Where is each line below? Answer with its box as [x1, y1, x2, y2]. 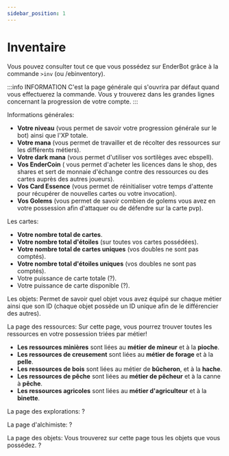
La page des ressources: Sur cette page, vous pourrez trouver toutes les [7, 322, 213, 331]
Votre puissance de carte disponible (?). [16, 281, 130, 290]
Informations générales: [7, 110, 75, 118]
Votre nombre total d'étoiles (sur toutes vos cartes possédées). [16, 238, 199, 246]
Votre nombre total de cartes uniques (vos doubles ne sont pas [16, 244, 199, 253]
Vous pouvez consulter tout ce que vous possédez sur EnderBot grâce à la [7, 62, 219, 71]
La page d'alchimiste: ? [7, 420, 73, 429]
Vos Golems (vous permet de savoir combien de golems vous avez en [16, 197, 216, 205]
